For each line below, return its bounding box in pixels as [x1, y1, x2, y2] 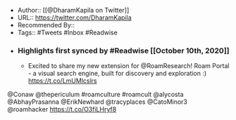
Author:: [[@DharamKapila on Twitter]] [17, 6, 130, 14]
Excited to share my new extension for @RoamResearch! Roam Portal [27, 62, 230, 70]
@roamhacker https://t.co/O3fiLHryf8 [7, 105, 117, 114]
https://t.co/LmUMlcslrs [27, 76, 97, 85]
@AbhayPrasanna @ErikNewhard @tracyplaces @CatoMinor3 [7, 98, 188, 106]
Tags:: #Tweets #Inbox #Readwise [17, 28, 118, 36]
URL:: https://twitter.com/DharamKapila [17, 13, 132, 22]
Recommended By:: [17, 21, 75, 29]
